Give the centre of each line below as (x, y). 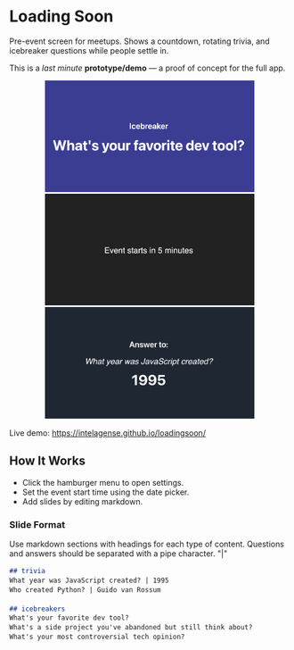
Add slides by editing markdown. (82, 501)
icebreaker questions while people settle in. (89, 50)
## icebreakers (37, 609)
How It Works (48, 461)
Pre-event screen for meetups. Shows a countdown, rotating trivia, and (139, 41)
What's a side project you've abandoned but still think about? (131, 628)
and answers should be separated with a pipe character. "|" (118, 554)
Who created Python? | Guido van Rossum (86, 590)
